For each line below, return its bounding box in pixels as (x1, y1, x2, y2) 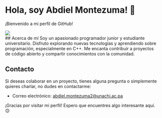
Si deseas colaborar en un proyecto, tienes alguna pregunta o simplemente (5, 78, 157, 84)
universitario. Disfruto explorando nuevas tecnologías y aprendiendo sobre (5, 40, 157, 46)
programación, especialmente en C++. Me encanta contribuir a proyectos (5, 45, 154, 51)
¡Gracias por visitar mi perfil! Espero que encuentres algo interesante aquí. (5, 102, 156, 108)
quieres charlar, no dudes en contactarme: (5, 83, 91, 89)
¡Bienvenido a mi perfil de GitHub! (5, 21, 74, 27)
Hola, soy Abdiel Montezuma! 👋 (5, 4, 136, 16)
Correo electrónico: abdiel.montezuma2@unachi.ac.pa (12, 93, 123, 99)
